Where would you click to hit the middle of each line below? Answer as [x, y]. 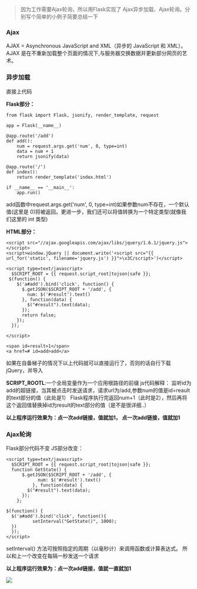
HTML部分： [21, 231]
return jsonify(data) [43, 156]
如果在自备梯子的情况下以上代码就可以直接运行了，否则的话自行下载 [89, 363]
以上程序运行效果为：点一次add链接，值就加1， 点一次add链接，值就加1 [93, 417]
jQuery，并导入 [24, 370]
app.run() [29, 192]
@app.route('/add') [30, 136]
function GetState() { [39, 469]
